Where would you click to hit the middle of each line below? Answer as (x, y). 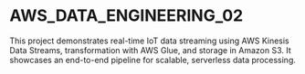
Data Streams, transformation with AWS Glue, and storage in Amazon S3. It (151, 50)
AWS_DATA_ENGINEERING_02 (126, 16)
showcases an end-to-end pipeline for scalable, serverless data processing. (153, 60)
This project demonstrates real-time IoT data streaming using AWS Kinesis (149, 41)
